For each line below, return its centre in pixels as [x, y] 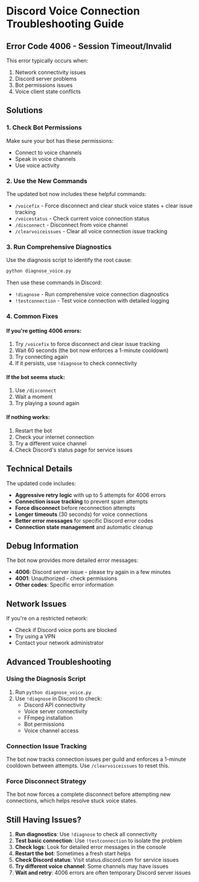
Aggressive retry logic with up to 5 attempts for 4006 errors [90, 495]
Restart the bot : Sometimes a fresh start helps [73, 854]
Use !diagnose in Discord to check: [58, 698]
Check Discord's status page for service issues [74, 450]
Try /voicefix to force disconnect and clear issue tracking [87, 344]
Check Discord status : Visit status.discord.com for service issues [97, 860]
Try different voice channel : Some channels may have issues [92, 866]
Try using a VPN [35, 637]
